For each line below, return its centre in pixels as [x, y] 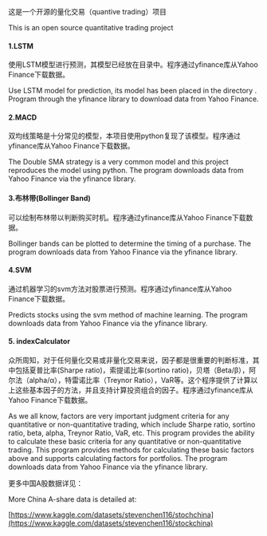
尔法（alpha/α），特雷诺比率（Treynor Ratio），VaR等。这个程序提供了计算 [130, 380]
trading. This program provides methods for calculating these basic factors [132, 450]
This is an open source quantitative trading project [91, 28]
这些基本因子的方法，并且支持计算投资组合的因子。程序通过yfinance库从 [134, 390]
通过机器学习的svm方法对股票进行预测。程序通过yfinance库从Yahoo [120, 289]
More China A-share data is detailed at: [73, 499]
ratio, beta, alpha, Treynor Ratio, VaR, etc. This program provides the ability [132, 433]
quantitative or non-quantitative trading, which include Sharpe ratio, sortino [132, 424]
